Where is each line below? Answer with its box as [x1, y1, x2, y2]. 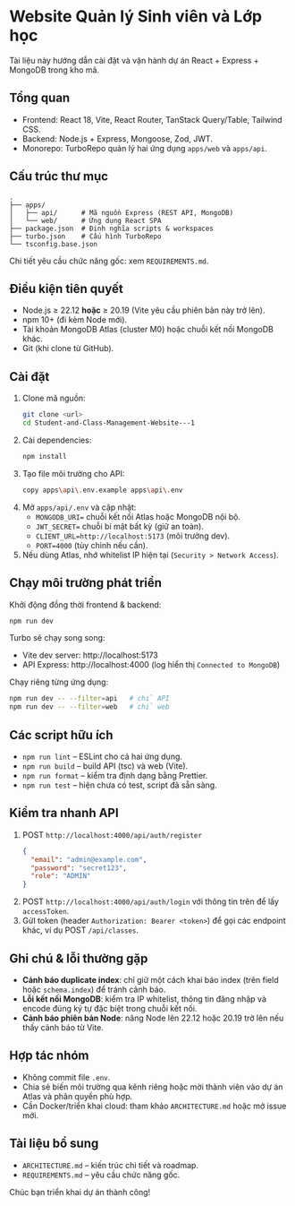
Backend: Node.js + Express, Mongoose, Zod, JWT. [21, 133, 213, 144]
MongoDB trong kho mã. [9, 65, 100, 75]
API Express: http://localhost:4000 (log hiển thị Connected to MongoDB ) [21, 659, 281, 670]
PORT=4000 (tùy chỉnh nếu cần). [35, 539, 148, 550]
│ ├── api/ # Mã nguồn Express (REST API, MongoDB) [9, 208, 234, 217]
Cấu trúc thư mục [9, 168, 109, 185]
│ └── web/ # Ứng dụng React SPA [9, 216, 163, 225]
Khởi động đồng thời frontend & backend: [9, 599, 162, 610]
